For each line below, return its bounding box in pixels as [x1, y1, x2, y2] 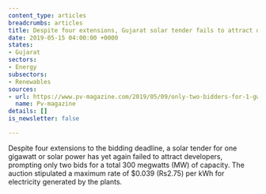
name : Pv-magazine [15, 100, 77, 108]
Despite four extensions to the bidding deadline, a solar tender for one [8, 143, 237, 153]
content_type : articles [8, 11, 87, 20]
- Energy [8, 63, 37, 71]
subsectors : [8, 70, 47, 78]
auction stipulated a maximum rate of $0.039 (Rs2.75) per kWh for [8, 168, 225, 178]
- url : [8, 93, 30, 101]
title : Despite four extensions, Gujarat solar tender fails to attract [8, 26, 253, 34]
